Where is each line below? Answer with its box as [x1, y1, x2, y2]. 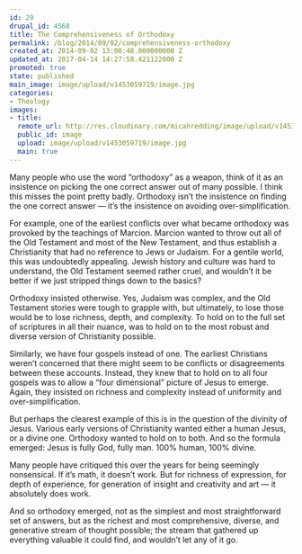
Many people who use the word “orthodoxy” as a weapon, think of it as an [9, 172, 283, 183]
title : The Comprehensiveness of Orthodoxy [9, 30, 175, 39]
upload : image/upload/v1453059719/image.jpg [17, 138, 187, 147]
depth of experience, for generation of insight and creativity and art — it [9, 478, 276, 489]
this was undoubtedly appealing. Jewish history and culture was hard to [9, 255, 276, 266]
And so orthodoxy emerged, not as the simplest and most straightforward [9, 505, 281, 516]
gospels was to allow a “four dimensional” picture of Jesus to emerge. [9, 377, 270, 388]
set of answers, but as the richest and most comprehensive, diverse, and [9, 514, 280, 526]
